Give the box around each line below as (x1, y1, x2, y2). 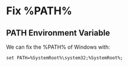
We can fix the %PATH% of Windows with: (6, 43, 110, 50)
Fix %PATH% (6, 4, 72, 18)
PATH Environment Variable (6, 28, 111, 38)
